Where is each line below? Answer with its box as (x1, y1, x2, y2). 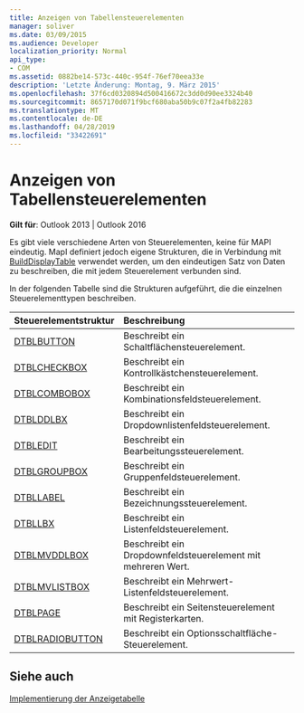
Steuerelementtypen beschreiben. (9, 292, 137, 303)
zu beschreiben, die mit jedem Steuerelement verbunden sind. (9, 265, 242, 276)
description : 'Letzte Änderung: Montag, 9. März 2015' (9, 81, 221, 90)
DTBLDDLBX (14, 413, 68, 425)
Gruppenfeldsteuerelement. (123, 471, 241, 483)
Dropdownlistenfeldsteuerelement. (123, 418, 271, 431)
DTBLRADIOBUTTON (14, 632, 104, 645)
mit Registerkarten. (123, 612, 204, 624)
